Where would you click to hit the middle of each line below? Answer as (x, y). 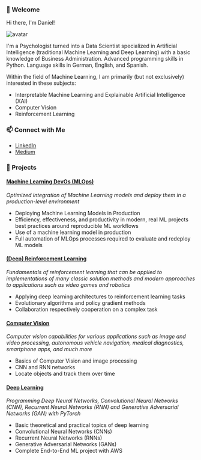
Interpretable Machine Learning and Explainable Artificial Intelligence (100, 95)
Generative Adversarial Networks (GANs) (66, 444)
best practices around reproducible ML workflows (77, 225)
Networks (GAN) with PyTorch (43, 414)
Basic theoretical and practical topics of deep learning (82, 425)
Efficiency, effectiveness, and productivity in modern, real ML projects (102, 219)
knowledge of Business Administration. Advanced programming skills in (95, 59)
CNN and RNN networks (45, 367)
